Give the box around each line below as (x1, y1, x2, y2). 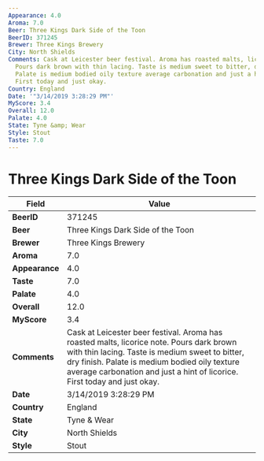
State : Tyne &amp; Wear (8, 121, 86, 129)
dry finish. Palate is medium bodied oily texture (66, 356, 240, 367)
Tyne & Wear (66, 415, 115, 426)
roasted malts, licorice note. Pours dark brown (66, 336, 237, 348)
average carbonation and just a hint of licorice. (66, 366, 239, 377)
